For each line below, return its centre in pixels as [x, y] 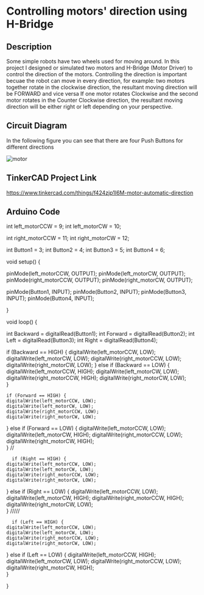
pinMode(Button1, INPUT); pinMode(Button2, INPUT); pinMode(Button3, [97, 292]
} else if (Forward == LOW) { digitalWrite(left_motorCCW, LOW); [86, 429]
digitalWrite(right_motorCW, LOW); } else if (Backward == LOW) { [88, 365]
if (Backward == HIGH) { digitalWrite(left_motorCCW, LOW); [81, 352]
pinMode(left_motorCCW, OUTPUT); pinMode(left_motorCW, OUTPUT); [96, 274]
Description [29, 47]
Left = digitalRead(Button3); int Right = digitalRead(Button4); [82, 340]
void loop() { [22, 322]
